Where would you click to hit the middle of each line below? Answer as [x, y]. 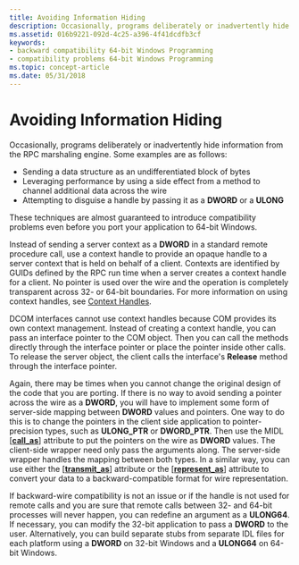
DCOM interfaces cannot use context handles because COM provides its [143, 318]
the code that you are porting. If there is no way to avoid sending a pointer [146, 392]
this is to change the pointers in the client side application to [120, 421]
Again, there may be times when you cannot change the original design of [145, 383]
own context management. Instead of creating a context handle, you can [143, 328]
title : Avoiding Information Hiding [77, 17]
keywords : [28, 42]
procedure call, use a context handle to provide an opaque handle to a [138, 253]
